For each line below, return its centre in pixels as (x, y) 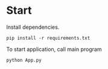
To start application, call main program (54, 49)
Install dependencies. (33, 27)
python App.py (24, 60)
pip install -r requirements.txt (48, 38)
